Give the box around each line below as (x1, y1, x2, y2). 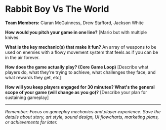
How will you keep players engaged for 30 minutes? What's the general (5, 84, 155, 90)
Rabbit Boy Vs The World (5, 3, 110, 15)
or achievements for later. (5, 119, 58, 125)
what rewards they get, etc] (5, 74, 61, 80)
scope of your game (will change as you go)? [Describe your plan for (5, 89, 147, 95)
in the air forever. (5, 54, 40, 60)
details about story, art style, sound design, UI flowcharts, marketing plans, (5, 114, 159, 120)
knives (5, 34, 19, 40)
